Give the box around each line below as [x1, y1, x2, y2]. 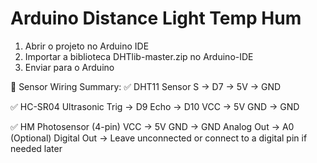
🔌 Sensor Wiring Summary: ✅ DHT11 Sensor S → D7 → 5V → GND [10, 80, 282, 92]
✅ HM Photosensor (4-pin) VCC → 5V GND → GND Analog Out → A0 [10, 120, 295, 132]
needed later [10, 142, 63, 154]
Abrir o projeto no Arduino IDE [24, 40, 150, 52]
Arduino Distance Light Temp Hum [10, 7, 302, 30]
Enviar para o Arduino [24, 61, 115, 73]
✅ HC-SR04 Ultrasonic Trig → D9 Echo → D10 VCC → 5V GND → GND [10, 100, 300, 112]
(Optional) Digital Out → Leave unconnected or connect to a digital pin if [10, 132, 308, 144]
